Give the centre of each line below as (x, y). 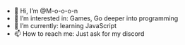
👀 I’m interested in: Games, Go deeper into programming (96, 18)
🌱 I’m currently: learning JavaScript (65, 26)
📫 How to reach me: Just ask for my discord (79, 34)
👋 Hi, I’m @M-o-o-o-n (46, 11)
